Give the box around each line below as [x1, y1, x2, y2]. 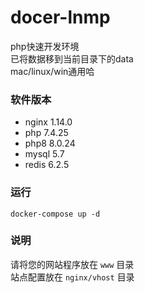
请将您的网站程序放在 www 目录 [10, 258, 135, 270]
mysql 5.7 [24, 148, 65, 160]
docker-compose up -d [10, 209, 101, 219]
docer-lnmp [10, 6, 111, 29]
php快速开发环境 [10, 40, 80, 52]
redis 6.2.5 [24, 159, 70, 171]
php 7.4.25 [24, 127, 69, 139]
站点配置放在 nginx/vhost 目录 [10, 271, 135, 283]
